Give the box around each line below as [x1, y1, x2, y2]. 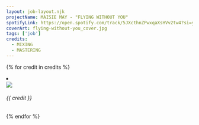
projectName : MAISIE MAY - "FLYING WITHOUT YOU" [6, 14, 129, 20]
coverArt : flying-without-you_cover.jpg [6, 25, 108, 31]
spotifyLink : [6, 20, 38, 25]
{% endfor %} [6, 113, 40, 120]
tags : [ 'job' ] [6, 31, 41, 37]
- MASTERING [11, 47, 41, 53]
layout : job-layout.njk [6, 8, 65, 15]
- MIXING [11, 42, 33, 48]
